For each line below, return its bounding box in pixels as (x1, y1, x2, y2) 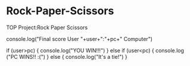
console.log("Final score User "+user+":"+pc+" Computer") (6, 35, 153, 42)
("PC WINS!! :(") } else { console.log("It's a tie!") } (6, 53, 127, 60)
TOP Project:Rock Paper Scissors (6, 24, 88, 31)
